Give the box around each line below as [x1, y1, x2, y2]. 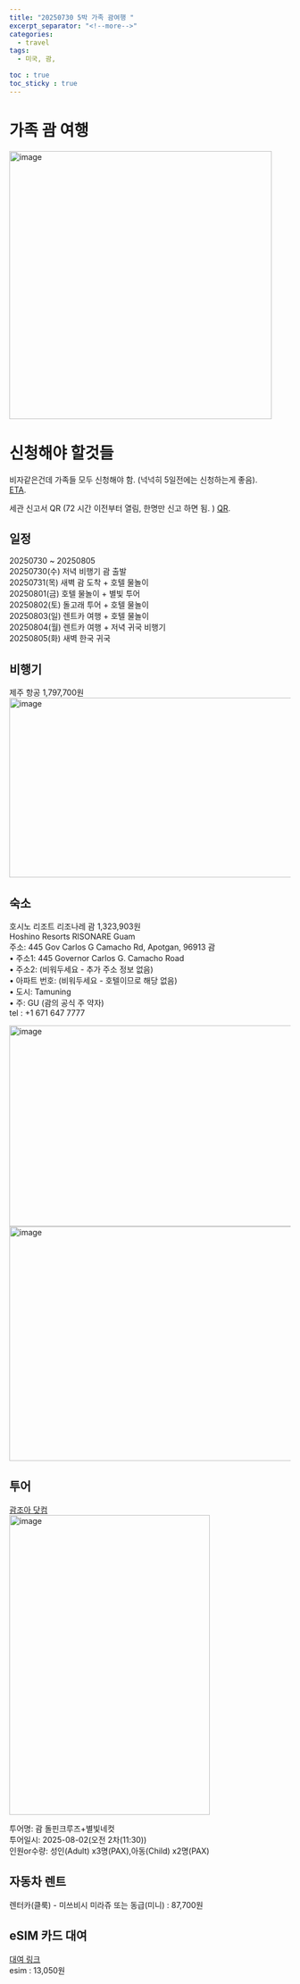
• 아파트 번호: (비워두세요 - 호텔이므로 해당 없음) [9, 975, 178, 986]
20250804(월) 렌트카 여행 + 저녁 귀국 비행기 [9, 622, 167, 632]
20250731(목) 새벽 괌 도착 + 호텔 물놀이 [9, 577, 149, 588]
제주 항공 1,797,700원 [9, 687, 85, 698]
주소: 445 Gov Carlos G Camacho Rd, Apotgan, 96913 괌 [9, 942, 216, 952]
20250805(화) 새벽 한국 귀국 [9, 633, 112, 644]
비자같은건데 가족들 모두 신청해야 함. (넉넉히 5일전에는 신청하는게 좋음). [9, 474, 258, 485]
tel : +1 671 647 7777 [9, 1008, 86, 1018]
